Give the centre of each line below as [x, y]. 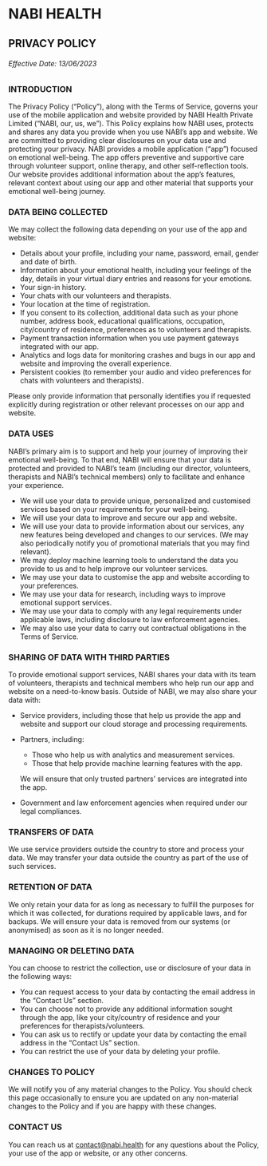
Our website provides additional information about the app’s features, [122, 175]
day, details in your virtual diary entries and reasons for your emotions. [136, 279]
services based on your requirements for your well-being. [114, 509]
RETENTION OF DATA [51, 887]
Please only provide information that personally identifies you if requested [130, 396]
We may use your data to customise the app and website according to [134, 577]
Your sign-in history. [53, 288]
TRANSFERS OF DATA [51, 831]
